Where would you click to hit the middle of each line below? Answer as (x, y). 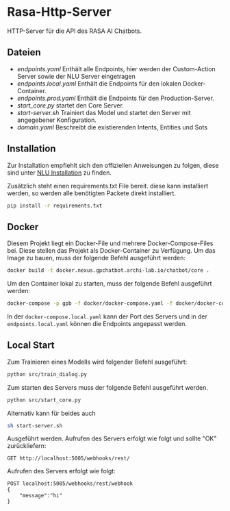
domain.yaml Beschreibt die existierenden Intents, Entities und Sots (112, 127)
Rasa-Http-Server (59, 12)
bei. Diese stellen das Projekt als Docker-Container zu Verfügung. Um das (111, 251)
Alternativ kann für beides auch (51, 413)
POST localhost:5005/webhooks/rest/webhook (70, 484)
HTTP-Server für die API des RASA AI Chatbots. (75, 31)
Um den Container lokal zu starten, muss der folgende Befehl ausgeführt (110, 284)
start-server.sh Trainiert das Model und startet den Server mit (104, 112)
